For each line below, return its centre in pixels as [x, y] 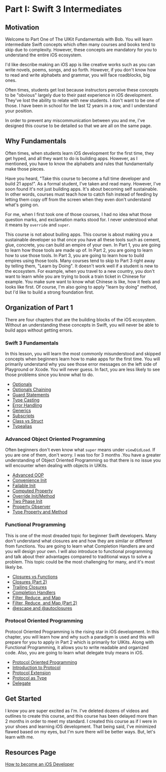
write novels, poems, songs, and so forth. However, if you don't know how [81, 70]
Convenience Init [29, 480]
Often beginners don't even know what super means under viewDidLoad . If [80, 450]
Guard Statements [31, 394]
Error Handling [27, 405]
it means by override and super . [38, 225]
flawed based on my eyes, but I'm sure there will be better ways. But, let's [80, 731]
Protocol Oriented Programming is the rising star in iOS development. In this [82, 632]
